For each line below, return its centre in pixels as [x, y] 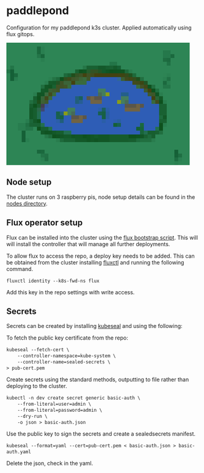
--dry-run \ [32, 417]
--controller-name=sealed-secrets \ [64, 362]
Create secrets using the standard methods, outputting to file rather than [98, 379]
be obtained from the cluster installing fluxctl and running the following [95, 262]
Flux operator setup [45, 223]
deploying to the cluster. [37, 386]
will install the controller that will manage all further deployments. [88, 244]
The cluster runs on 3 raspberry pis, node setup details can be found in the [101, 197]
